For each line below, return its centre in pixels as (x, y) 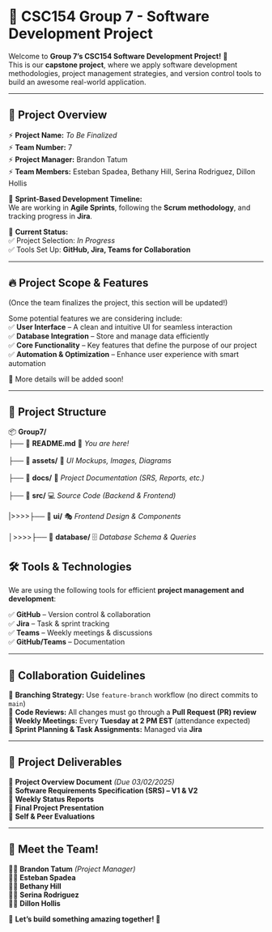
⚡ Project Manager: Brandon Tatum (68, 159)
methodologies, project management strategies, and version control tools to (135, 73)
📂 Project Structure (57, 412)
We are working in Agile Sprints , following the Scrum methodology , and (130, 207)
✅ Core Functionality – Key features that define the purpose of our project (133, 345)
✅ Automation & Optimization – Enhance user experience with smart (124, 354)
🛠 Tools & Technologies (70, 566)
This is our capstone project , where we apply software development (123, 65)
